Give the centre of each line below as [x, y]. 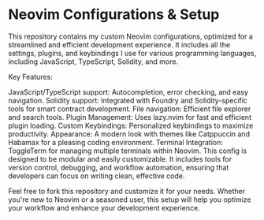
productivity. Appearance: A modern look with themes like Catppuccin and [129, 134]
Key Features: [30, 76]
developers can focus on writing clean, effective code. [97, 176]
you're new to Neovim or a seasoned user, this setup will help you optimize [130, 199]
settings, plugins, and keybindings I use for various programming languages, [132, 53]
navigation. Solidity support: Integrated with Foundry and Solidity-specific [128, 100]
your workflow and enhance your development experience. [104, 207]
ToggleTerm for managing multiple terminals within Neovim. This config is [128, 151]
